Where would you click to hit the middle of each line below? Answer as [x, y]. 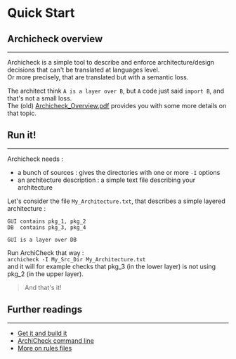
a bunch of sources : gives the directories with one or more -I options [119, 172]
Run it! [22, 135]
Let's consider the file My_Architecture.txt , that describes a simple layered [117, 201]
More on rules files [45, 348]
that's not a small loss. [40, 98]
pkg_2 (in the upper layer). [46, 274]
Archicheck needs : [35, 159]
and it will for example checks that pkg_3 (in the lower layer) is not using [112, 266]
